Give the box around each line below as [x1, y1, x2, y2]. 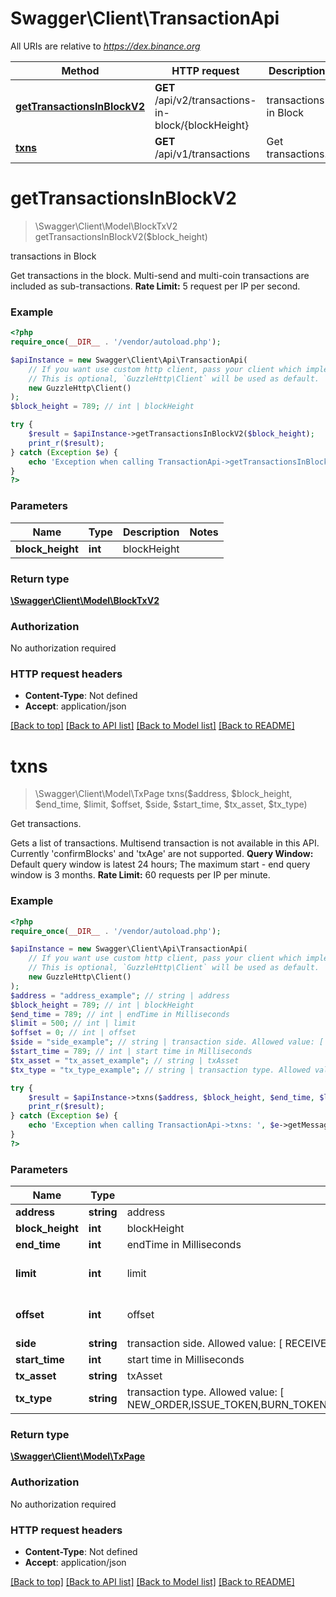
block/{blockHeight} [154, 118, 250, 132]
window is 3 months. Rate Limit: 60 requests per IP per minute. [10, 869, 271, 881]
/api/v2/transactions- [154, 93, 257, 107]
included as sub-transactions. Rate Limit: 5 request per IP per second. [10, 280, 301, 292]
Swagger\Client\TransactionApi [10, 7, 280, 30]
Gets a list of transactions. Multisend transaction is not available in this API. [10, 837, 320, 849]
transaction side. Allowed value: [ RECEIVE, [126, 1337, 330, 1351]
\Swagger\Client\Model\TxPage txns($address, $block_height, [34, 788, 293, 800]
